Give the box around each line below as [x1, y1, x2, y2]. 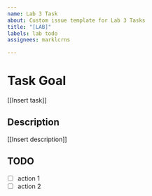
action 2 [17, 182, 41, 190]
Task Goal [7, 73, 67, 89]
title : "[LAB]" [7, 23, 52, 30]
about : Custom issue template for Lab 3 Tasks [7, 17, 146, 24]
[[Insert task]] [7, 96, 47, 105]
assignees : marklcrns [7, 37, 71, 44]
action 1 [17, 174, 40, 183]
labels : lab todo [7, 30, 58, 37]
